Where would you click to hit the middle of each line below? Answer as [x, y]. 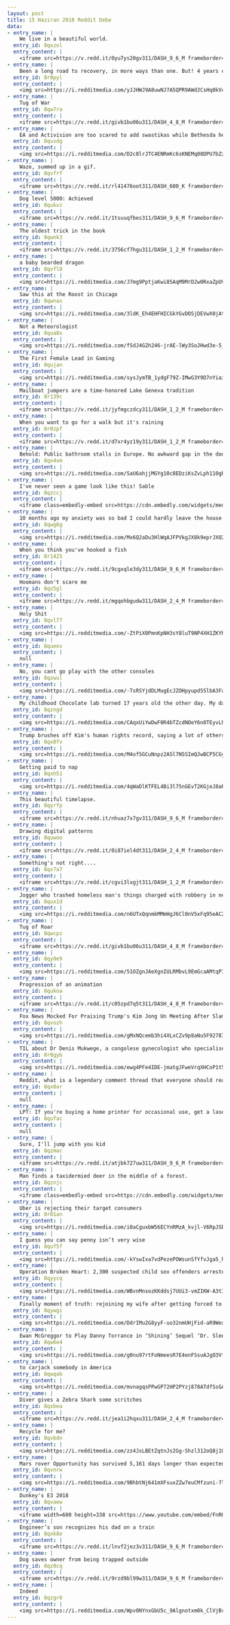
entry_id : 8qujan [38, 365]
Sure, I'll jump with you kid [63, 1144]
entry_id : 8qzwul [38, 677]
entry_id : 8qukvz [38, 205]
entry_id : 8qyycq [38, 1279]
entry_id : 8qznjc [38, 1183]
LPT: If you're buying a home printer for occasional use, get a [115, 1112]
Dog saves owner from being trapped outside [84, 1559]
